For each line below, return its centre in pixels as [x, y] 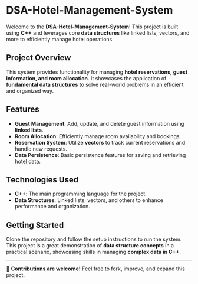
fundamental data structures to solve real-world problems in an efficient [95, 84]
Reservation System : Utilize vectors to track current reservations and [100, 142]
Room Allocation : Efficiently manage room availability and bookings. [98, 136]
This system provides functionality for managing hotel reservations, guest [97, 72]
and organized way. [30, 91]
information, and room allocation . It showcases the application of [86, 78]
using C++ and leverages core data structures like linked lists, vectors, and [98, 32]
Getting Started [35, 225]
